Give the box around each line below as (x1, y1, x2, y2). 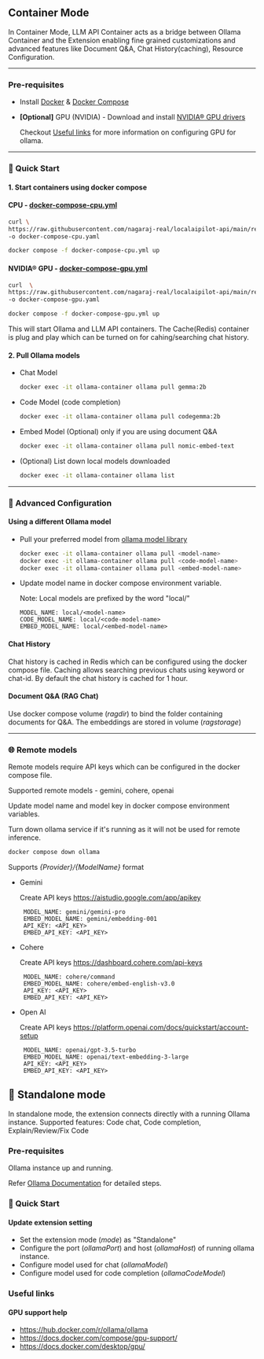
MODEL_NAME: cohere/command (23, 973, 115, 981)
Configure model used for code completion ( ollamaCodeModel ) (19, 1269, 226, 1278)
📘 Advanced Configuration (8, 497, 112, 508)
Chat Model (19, 368, 57, 377)
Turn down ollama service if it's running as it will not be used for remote (8, 825, 240, 834)
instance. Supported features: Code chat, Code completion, (8, 1117, 202, 1127)
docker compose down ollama (8, 849, 101, 856)
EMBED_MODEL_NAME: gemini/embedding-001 (23, 915, 158, 923)
